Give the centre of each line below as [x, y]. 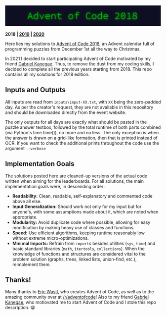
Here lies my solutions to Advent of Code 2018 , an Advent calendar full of [80, 44]
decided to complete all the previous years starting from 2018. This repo [79, 69]
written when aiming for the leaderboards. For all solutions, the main [75, 181]
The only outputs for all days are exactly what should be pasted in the [76, 122]
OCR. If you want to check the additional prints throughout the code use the [82, 143]
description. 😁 [20, 308]
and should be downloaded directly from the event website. [66, 112]
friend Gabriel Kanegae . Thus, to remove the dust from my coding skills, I [80, 64]
